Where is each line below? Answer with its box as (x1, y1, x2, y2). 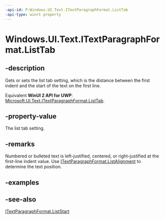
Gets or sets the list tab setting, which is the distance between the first (5, 77, 151, 83)
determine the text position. (5, 163, 62, 170)
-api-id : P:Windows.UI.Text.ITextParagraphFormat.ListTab (5, 7, 128, 12)
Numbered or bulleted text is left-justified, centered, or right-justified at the (5, 153, 160, 159)
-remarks (5, 139, 35, 148)
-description (5, 64, 45, 72)
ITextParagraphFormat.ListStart (5, 208, 70, 214)
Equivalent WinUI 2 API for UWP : (5, 92, 73, 98)
